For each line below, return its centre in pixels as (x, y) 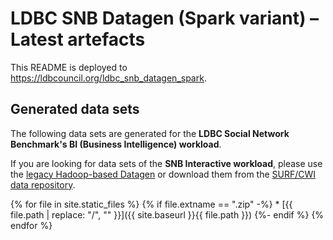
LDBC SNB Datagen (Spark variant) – (165, 18)
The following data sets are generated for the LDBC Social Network (150, 133)
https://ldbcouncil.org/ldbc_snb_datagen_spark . (108, 78)
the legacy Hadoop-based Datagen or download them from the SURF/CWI (163, 174)
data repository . (43, 184)
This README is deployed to (69, 67)
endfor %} (31, 225)
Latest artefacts (78, 39)
